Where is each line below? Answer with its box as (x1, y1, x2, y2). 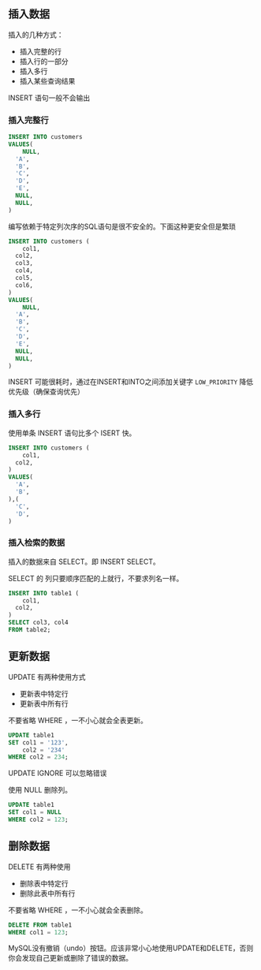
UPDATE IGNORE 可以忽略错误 (8, 768, 107, 778)
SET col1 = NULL (8, 808, 62, 816)
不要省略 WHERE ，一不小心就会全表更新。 (8, 715, 147, 725)
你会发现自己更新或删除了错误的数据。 (8, 953, 132, 963)
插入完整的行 (19, 47, 62, 56)
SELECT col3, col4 (8, 618, 69, 627)
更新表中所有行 (19, 699, 69, 708)
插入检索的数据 (8, 537, 65, 548)
